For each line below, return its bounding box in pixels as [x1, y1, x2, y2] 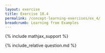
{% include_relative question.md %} [5, 42, 77, 48]
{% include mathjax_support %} [5, 33, 69, 39]
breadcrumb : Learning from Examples [5, 20, 79, 25]
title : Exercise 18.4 [5, 11, 49, 16]
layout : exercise [5, 7, 40, 12]
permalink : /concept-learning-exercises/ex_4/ [5, 16, 101, 21]
